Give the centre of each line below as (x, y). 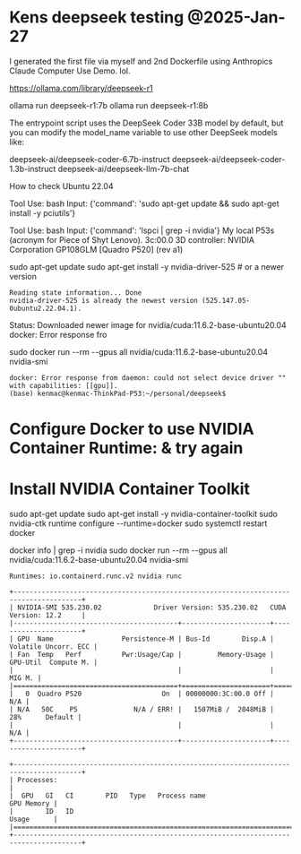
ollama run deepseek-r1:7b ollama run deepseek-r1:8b (109, 105)
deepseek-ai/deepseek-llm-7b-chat (124, 168)
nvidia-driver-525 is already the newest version (104, 300)
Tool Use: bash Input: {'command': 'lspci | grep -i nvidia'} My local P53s (142, 230)
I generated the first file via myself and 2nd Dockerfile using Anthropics (141, 61)
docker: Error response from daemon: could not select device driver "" (148, 378)
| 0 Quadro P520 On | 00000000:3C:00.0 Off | (142, 694)
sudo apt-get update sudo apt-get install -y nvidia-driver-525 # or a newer (147, 266)
